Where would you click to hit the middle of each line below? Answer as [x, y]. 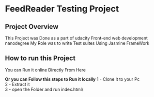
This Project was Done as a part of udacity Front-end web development [76, 38]
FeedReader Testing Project [62, 9]
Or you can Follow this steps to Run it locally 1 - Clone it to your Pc [72, 79]
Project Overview [32, 27]
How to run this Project [40, 58]
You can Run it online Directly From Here [46, 70]
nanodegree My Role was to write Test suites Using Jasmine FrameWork [77, 43]
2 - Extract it [17, 84]
